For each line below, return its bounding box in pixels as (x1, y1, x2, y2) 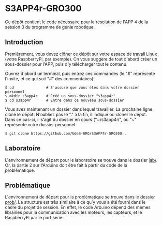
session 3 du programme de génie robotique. (5, 24, 95, 30)
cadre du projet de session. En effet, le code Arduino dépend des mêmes (5, 204, 151, 210)
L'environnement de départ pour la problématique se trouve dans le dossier (5, 194, 155, 200)
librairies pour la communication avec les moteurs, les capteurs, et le (5, 210, 142, 215)
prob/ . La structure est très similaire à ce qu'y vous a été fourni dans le (5, 199, 146, 205)
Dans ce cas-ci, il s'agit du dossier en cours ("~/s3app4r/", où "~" (5, 117, 137, 122)
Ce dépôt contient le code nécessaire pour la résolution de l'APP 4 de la (5, 19, 148, 25)
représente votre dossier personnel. (5, 121, 76, 127)
